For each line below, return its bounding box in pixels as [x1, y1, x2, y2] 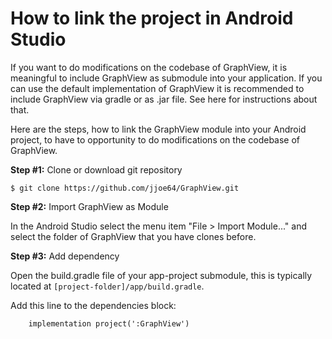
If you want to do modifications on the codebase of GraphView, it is [10, 61, 288, 73]
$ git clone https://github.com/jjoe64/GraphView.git [10, 183, 240, 193]
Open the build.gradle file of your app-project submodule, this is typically [10, 269, 313, 281]
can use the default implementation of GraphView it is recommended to [10, 82, 305, 94]
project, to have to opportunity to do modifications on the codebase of [10, 133, 301, 146]
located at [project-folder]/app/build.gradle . [10, 280, 205, 292]
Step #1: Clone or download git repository [10, 163, 183, 176]
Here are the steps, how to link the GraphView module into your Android [10, 123, 307, 135]
